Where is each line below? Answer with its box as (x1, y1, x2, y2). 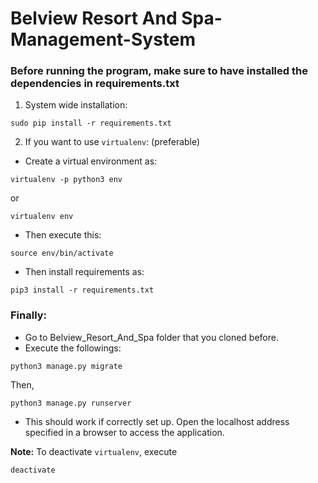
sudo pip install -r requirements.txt (10, 118, 172, 129)
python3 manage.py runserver (10, 398, 132, 408)
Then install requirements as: (24, 266, 145, 278)
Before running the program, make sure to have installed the (10, 64, 308, 78)
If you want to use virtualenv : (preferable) (24, 136, 201, 148)
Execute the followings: (24, 342, 122, 354)
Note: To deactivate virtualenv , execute (10, 445, 178, 457)
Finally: (10, 308, 48, 322)
